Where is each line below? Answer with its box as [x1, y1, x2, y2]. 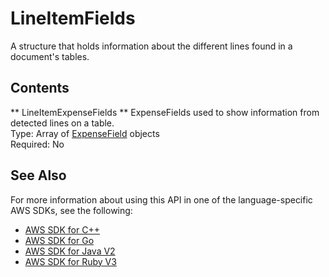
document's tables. [10, 50, 90, 62]
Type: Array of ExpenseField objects [10, 127, 160, 139]
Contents [10, 80, 70, 97]
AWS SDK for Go [24, 234, 95, 246]
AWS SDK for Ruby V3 [24, 255, 117, 267]
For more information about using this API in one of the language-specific [10, 193, 313, 206]
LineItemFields [10, 7, 136, 30]
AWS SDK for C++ [24, 223, 100, 236]
